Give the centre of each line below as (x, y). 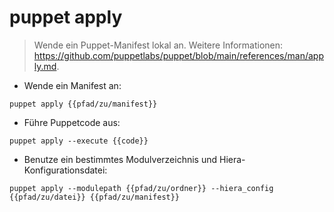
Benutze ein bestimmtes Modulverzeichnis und (120, 159)
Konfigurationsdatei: (65, 170)
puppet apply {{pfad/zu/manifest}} (83, 104)
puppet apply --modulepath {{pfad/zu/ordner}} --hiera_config (141, 188)
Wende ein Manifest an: (72, 85)
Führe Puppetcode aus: (72, 122)
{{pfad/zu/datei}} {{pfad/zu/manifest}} (95, 197)
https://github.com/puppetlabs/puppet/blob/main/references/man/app (178, 55)
